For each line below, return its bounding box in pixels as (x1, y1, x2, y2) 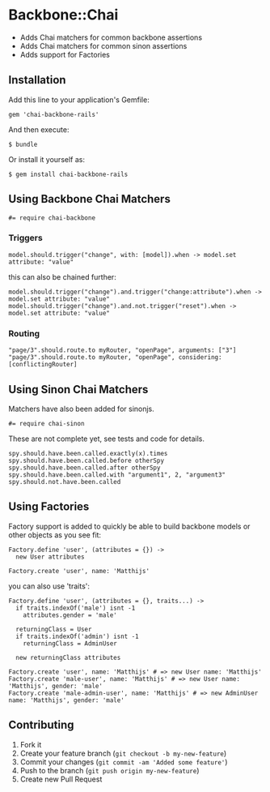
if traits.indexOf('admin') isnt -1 (15, 632, 139, 640)
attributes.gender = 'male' (23, 610, 117, 619)
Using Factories (8, 500, 90, 514)
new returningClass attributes (15, 653, 121, 661)
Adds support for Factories (19, 49, 111, 59)
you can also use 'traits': (8, 581, 91, 591)
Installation (8, 73, 66, 87)
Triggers (8, 233, 43, 244)
